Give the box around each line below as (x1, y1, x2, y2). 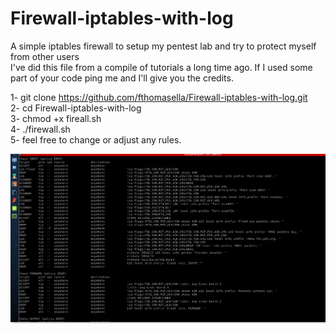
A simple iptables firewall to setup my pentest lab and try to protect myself (10, 40, 317, 52)
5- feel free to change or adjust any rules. (10, 133, 182, 146)
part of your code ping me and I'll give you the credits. (10, 72, 234, 84)
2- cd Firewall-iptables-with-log (10, 102, 142, 114)
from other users (10, 50, 80, 62)
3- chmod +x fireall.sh (10, 112, 102, 124)
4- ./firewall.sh (10, 123, 71, 135)
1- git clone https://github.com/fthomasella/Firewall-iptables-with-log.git (10, 91, 308, 103)
